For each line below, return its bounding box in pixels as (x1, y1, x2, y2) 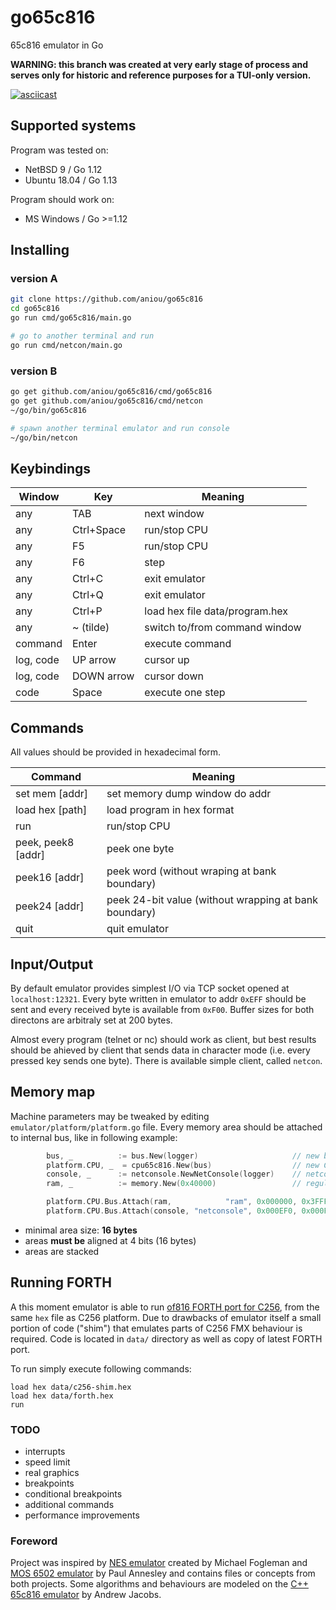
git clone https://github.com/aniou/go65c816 (10, 294, 203, 305)
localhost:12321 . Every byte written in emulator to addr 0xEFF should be (10, 992, 307, 1005)
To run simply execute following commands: (10, 1362, 192, 1375)
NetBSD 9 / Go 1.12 (24, 163, 103, 175)
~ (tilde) (72, 621, 110, 635)
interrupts (24, 1446, 66, 1458)
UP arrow (72, 653, 117, 667)
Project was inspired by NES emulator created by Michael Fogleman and (10, 1557, 308, 1569)
